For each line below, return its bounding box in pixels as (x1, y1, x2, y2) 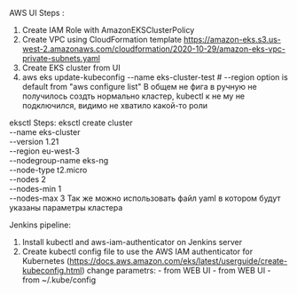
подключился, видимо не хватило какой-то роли (21, 100, 208, 110)
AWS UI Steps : (9, 8, 65, 18)
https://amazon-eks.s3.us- (183, 35, 282, 44)
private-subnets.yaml (21, 53, 100, 63)
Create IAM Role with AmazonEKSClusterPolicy (21, 25, 195, 35)
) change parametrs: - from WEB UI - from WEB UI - (81, 266, 272, 275)
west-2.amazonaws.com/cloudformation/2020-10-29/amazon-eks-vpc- (21, 44, 286, 54)
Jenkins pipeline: (9, 219, 72, 230)
